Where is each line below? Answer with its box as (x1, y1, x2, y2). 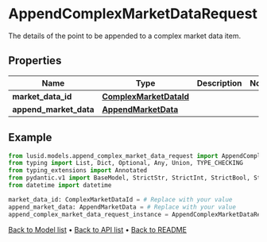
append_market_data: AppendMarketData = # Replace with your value (8, 203, 237, 211)
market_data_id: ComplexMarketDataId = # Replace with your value (8, 195, 233, 203)
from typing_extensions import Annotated (8, 167, 148, 175)
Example (8, 131, 52, 144)
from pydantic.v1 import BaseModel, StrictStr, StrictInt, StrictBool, (8, 174, 250, 182)
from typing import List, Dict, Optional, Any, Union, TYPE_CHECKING (8, 159, 244, 167)
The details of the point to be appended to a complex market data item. (8, 31, 241, 40)
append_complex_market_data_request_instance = (8, 210, 169, 218)
